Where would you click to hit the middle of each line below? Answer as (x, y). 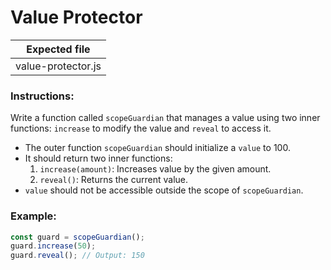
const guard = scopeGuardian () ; (77, 237)
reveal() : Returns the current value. (113, 180)
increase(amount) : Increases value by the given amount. (155, 169)
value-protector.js (58, 66)
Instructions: (42, 96)
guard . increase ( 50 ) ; (53, 246)
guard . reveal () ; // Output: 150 (77, 256)
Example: (33, 216)
